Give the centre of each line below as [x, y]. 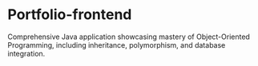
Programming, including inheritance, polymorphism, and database [117, 45]
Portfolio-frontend [70, 15]
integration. [26, 53]
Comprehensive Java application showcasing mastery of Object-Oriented [129, 37]
